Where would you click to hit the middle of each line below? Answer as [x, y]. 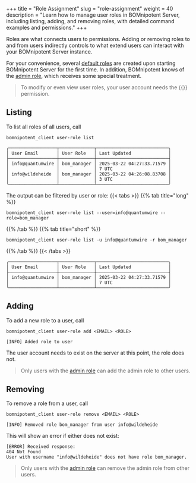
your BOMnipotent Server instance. [49, 52]
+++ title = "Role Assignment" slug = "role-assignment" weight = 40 [90, 9]
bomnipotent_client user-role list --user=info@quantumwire [82, 213]
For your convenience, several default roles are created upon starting [91, 63]
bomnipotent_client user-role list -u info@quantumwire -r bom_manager [97, 240]
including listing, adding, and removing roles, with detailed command [90, 21]
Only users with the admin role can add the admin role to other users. [105, 371]
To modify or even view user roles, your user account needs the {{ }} [104, 87]
